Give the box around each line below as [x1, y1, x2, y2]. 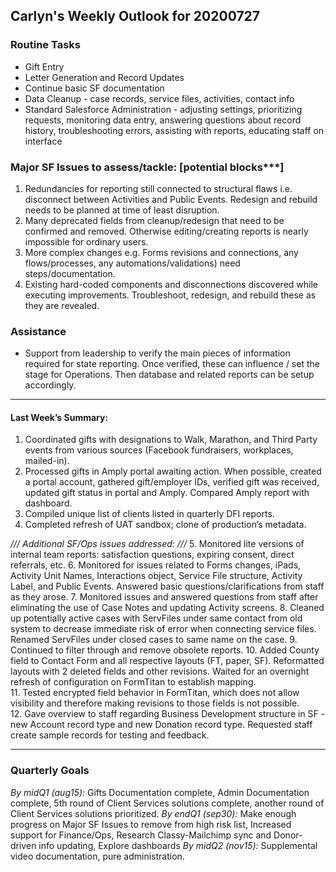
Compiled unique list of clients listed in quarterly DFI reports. [24, 508, 275, 520]
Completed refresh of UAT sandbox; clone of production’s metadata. [24, 519, 307, 531]
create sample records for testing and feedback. [10, 729, 210, 741]
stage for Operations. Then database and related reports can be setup [24, 369, 315, 381]
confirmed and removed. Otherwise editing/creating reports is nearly [24, 225, 309, 237]
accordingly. [24, 379, 77, 391]
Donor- [273, 829, 303, 841]
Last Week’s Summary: [10, 411, 109, 423]
